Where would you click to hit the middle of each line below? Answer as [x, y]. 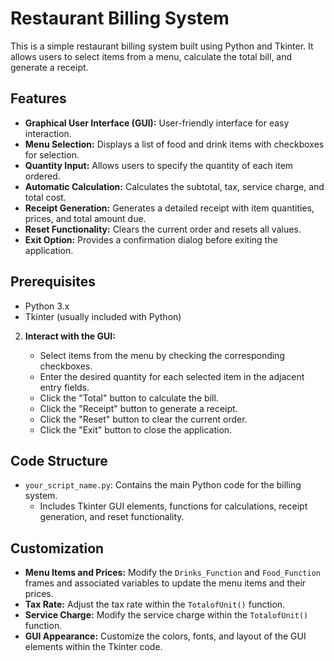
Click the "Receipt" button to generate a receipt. [138, 408]
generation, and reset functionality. [112, 517]
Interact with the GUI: [70, 336]
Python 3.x [47, 306]
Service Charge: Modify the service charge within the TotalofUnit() [166, 615]
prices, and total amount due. [85, 218]
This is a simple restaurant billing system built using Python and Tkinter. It [162, 46]
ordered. [42, 176]
